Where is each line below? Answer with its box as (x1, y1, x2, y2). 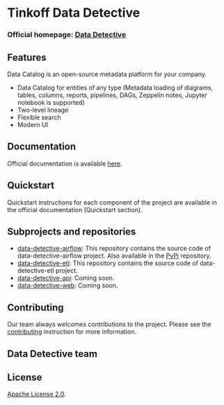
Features (7, 51, 47, 64)
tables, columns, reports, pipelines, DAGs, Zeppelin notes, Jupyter (17, 91, 207, 99)
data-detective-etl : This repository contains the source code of (17, 259, 198, 267)
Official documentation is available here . (7, 159, 122, 168)
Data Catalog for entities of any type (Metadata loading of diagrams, (17, 83, 214, 91)
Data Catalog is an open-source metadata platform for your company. (7, 70, 207, 78)
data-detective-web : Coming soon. (17, 281, 118, 290)
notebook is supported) (17, 98, 85, 106)
